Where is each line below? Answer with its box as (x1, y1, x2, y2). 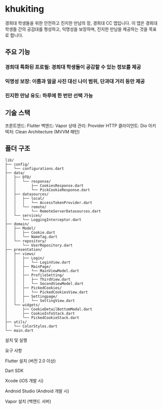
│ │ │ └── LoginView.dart (5, 260, 71, 265)
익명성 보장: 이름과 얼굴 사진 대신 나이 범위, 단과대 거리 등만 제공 (5, 78, 145, 85)
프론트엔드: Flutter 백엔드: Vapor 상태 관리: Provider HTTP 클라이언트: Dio (5, 123, 147, 129)
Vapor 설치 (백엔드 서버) (5, 398, 52, 404)
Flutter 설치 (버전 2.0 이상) (5, 358, 56, 364)
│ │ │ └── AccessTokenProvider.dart (5, 200, 92, 205)
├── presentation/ (5, 247, 42, 252)
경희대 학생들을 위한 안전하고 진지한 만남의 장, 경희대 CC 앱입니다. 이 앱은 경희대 (5, 20, 158, 26)
